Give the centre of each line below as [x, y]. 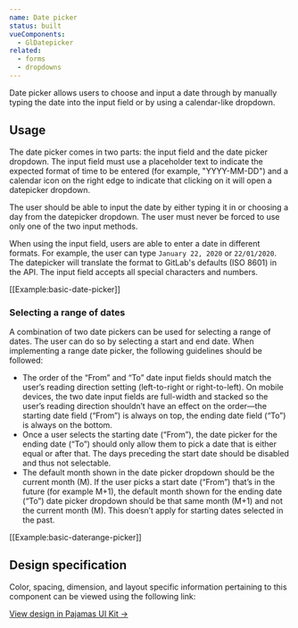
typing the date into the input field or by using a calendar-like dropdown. [142, 102]
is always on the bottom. [67, 424]
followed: [26, 360]
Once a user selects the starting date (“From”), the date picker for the [150, 434]
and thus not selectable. [66, 463]
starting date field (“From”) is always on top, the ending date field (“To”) [154, 415]
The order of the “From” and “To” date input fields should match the [147, 377]
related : [25, 51]
